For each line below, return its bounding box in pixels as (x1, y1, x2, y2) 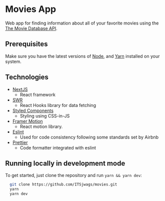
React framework (19, 91, 56, 97)
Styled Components (12, 107, 54, 113)
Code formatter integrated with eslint (19, 144, 96, 150)
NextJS (12, 86, 28, 92)
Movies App (5, 3, 56, 15)
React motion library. (19, 123, 63, 129)
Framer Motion (12, 118, 43, 124)
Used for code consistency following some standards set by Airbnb (19, 134, 159, 140)
